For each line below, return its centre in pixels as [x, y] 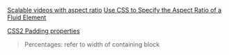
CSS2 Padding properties [44, 31]
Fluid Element [27, 17]
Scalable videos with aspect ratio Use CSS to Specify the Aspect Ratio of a [114, 10]
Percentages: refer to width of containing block [92, 44]
